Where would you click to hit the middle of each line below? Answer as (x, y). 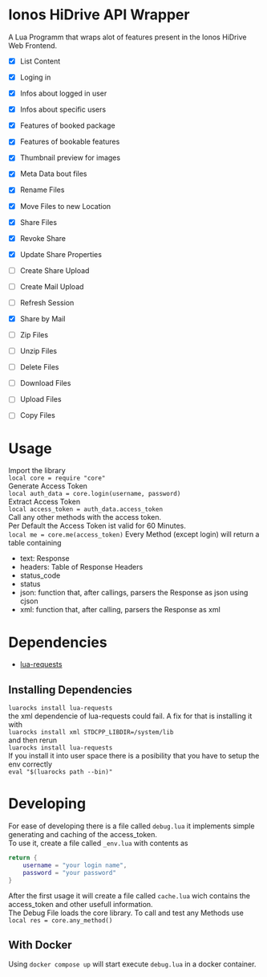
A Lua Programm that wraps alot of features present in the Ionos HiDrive (127, 37)
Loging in (35, 77)
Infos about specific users (63, 109)
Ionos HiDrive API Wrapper (99, 15)
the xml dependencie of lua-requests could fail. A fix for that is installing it (130, 716)
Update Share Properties (61, 254)
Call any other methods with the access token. (85, 517)
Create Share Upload (55, 270)
